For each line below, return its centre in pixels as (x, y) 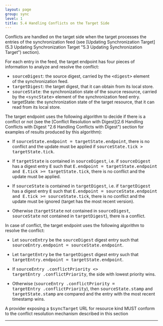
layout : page (18, 9)
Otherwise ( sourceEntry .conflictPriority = (63, 284)
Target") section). (23, 52)
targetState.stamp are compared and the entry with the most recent (83, 294)
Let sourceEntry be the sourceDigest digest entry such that (75, 240)
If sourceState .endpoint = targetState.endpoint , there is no (81, 142)
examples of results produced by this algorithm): (54, 132)
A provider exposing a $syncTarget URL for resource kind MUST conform (80, 309)
